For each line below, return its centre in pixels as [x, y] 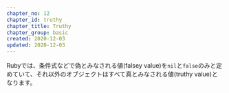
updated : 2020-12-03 [36, 45]
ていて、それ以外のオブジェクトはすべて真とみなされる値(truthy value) [112, 74]
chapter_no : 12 [28, 13]
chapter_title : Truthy [39, 26]
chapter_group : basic [37, 32]
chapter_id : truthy [34, 20]
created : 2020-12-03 [36, 39]
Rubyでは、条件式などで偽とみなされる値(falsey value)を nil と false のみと [111, 65]
